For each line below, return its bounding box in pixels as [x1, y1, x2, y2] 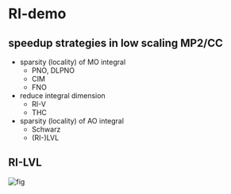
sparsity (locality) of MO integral [19, 57, 126, 67]
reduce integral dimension [19, 91, 106, 100]
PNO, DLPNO [31, 66, 75, 75]
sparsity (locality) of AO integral [19, 116, 125, 125]
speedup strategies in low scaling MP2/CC [8, 36, 224, 50]
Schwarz [31, 124, 61, 134]
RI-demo [8, 5, 67, 23]
